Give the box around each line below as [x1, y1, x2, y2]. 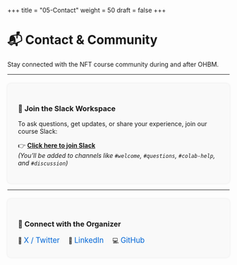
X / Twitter [23, 235, 60, 245]
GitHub [120, 235, 145, 245]
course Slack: [18, 127, 58, 136]
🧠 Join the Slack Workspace [18, 104, 116, 113]
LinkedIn [73, 235, 104, 245]
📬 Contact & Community [7, 32, 158, 48]
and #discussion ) [18, 159, 68, 168]
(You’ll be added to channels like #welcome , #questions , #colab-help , [18, 152, 215, 160]
